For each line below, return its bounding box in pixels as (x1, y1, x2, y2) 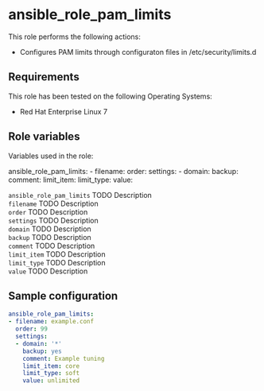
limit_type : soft (22, 370, 80, 377)
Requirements (8, 70, 80, 84)
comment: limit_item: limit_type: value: (8, 175, 134, 184)
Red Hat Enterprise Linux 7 (19, 106, 108, 116)
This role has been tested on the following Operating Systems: (8, 91, 212, 101)
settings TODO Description (8, 215, 99, 225)
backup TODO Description (8, 232, 91, 242)
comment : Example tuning (22, 354, 105, 362)
